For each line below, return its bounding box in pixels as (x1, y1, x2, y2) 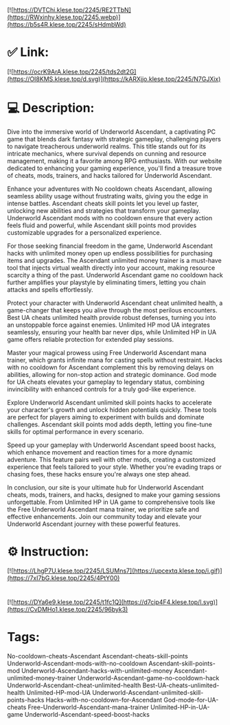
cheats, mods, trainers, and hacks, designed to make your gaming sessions (7, 490, 221, 498)
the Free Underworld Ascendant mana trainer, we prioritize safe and (7, 505, 200, 514)
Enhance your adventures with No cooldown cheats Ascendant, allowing (7, 185, 213, 193)
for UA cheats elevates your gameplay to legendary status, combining (7, 378, 205, 386)
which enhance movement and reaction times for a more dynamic (7, 448, 194, 456)
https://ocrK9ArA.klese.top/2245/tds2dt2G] (13, 67, 137, 76)
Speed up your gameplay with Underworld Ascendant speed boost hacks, (7, 441, 216, 449)
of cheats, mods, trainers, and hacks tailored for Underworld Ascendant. (7, 171, 212, 179)
